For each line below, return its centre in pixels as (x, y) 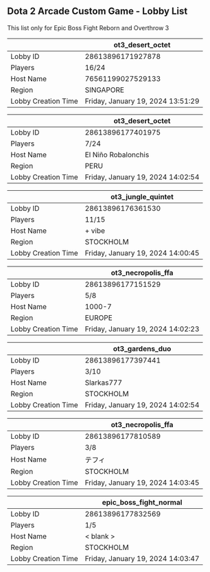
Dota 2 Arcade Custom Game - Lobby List (97, 11)
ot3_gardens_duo (142, 348)
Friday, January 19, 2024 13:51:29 (142, 101)
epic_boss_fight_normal (142, 502)
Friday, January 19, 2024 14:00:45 (142, 253)
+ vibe (95, 231)
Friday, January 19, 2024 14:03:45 (142, 482)
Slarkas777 (103, 382)
